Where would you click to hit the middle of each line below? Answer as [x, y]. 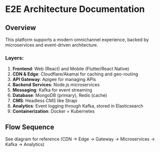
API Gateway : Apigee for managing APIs [54, 79]
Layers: [14, 57]
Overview [21, 28]
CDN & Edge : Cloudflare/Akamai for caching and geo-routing [75, 74]
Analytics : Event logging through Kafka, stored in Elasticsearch [78, 106]
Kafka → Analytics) [25, 144]
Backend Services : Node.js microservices [56, 85]
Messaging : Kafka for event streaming [52, 90]
